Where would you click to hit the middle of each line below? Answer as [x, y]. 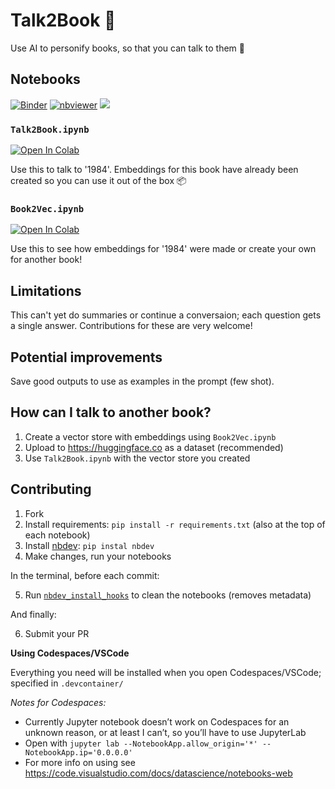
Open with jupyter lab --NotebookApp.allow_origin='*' [141, 743]
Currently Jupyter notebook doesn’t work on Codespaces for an [157, 721]
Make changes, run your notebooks [98, 556]
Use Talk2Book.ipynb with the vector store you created [137, 458]
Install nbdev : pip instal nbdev [89, 545]
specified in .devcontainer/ [67, 683]
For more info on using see [80, 762]
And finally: [33, 614]
